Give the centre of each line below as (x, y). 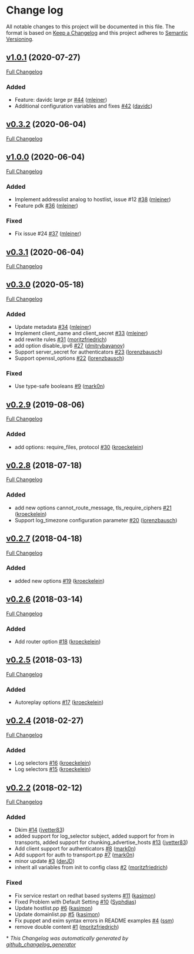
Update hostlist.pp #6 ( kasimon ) (53, 908)
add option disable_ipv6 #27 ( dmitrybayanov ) (70, 346)
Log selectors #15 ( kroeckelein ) (53, 769)
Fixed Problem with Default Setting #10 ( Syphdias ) (76, 902)
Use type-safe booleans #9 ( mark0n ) (60, 386)
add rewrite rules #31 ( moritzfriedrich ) (61, 339)
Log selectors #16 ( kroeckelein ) (53, 763)
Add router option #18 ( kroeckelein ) (58, 641)
